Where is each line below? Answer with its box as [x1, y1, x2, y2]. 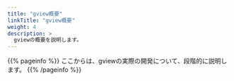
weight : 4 [7, 23, 37, 30]
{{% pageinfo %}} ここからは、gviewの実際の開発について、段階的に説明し [7, 57, 228, 66]
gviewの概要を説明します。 [13, 37, 82, 44]
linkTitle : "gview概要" [7, 17, 76, 24]
